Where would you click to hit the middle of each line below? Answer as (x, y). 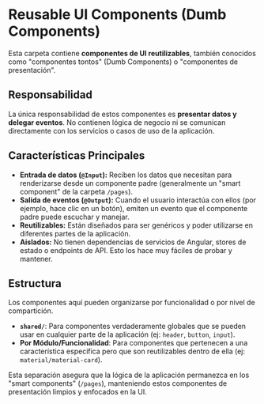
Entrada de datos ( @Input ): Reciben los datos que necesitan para (126, 175)
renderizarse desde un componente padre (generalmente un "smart (130, 183)
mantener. (36, 259)
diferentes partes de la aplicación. (75, 233)
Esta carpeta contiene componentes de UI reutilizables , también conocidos (132, 53)
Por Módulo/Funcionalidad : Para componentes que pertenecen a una (134, 343)
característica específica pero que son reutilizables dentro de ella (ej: (132, 351)
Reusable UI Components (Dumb (117, 15)
